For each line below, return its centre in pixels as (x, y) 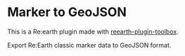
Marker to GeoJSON (67, 12)
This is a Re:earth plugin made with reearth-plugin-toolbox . (93, 31)
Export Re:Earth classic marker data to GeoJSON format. (89, 45)
